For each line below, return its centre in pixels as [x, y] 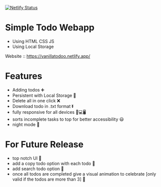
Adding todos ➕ [28, 90]
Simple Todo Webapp [50, 28]
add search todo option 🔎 [38, 169]
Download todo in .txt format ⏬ [43, 106]
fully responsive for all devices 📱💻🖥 [49, 112]
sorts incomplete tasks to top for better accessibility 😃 [68, 119]
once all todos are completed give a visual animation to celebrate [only [84, 174]
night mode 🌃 [26, 124]
